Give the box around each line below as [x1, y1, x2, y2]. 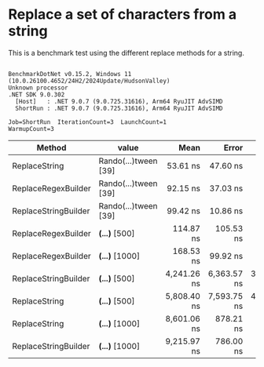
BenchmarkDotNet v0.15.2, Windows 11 [8, 70, 132, 78]
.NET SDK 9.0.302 [8, 90, 65, 99]
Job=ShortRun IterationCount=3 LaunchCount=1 [8, 118, 167, 126]
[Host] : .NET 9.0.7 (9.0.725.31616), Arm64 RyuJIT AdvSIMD [15, 97, 223, 105]
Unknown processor [8, 84, 68, 92]
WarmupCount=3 [8, 125, 55, 133]
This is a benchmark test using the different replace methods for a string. [8, 48, 245, 57]
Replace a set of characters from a [8, 5, 237, 24]
